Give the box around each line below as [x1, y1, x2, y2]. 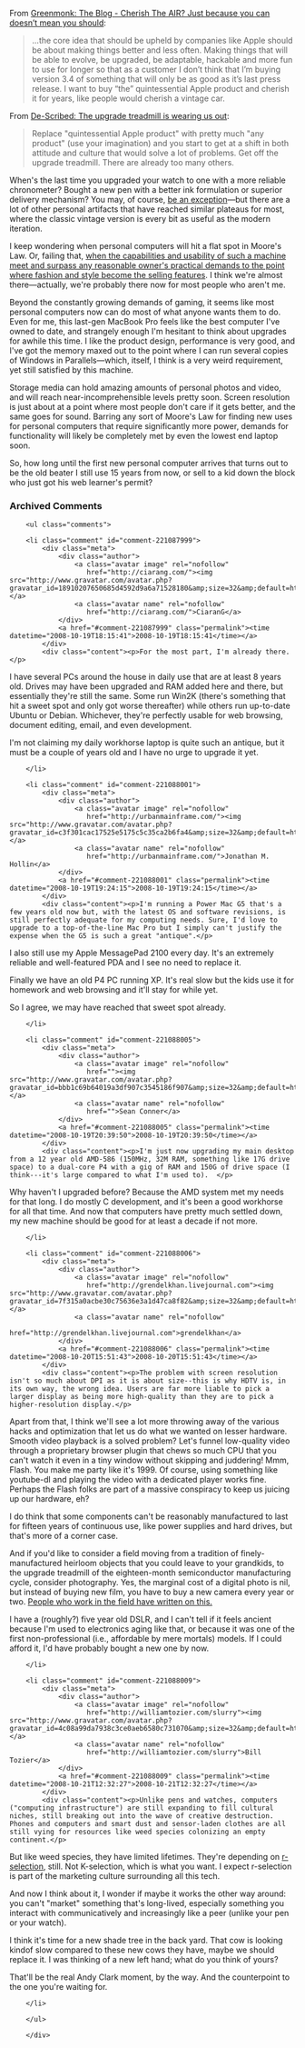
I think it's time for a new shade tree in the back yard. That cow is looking [9, 1935, 283, 1946]
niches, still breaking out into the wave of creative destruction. [9, 1812, 274, 1821]
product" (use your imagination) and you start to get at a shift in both [31, 138, 290, 148]
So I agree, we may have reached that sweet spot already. [9, 1002, 227, 1013]
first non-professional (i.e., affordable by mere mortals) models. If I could [9, 1633, 282, 1644]
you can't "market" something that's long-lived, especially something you [9, 1898, 284, 1909]
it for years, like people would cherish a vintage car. [31, 93, 225, 104]
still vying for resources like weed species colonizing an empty [9, 1827, 266, 1837]
